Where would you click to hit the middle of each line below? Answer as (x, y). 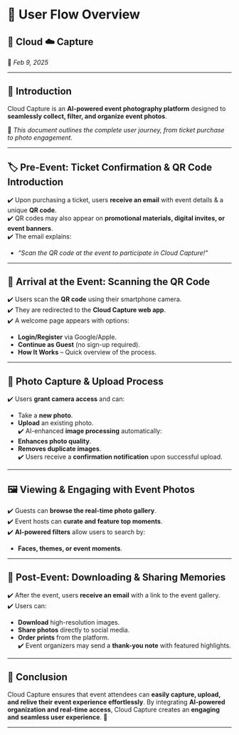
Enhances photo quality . (54, 442)
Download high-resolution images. (69, 622)
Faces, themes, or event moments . (70, 548)
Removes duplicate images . (59, 449)
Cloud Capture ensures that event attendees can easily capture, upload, (114, 694)
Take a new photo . (45, 415)
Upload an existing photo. (55, 423)
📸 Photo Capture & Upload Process (85, 381)
